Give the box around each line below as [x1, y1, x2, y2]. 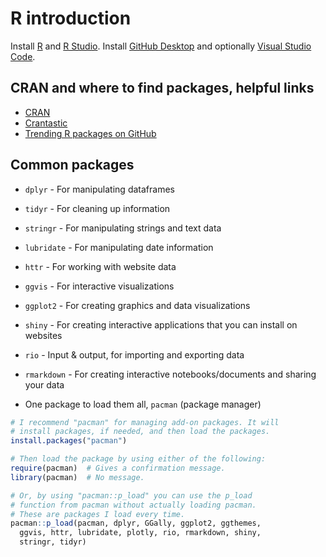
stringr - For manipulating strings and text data [24, 222, 222, 234]
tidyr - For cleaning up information [24, 202, 171, 214]
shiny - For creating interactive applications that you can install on [24, 318, 298, 331]
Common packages [10, 157, 135, 174]
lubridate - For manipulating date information [24, 241, 214, 253]
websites [24, 329, 63, 341]
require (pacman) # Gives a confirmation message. [10, 463, 226, 474]
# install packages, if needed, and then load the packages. [10, 427, 271, 437]
